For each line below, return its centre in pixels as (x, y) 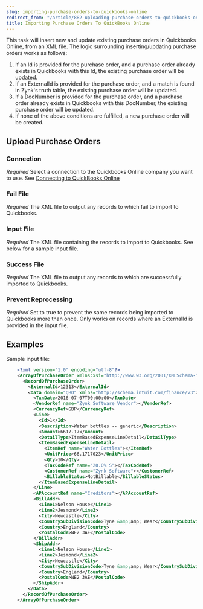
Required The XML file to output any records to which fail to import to (92, 207)
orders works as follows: (37, 53)
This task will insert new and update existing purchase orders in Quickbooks (101, 40)
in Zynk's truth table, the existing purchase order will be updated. (96, 91)
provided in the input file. (37, 325)
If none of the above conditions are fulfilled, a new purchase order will (102, 116)
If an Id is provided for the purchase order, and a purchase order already (105, 65)
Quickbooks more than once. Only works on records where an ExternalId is (100, 319)
